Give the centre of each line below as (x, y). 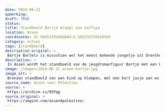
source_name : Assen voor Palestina (41, 83)
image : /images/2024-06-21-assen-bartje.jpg (51, 69)
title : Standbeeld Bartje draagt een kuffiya (52, 28)
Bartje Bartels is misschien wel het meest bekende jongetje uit (75, 55)
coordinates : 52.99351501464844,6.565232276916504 (58, 37)
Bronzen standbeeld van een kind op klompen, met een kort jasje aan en (83, 78)
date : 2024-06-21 (23, 10)
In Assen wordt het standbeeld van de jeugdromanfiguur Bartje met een (82, 64)
